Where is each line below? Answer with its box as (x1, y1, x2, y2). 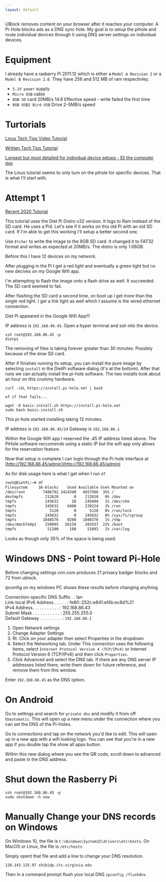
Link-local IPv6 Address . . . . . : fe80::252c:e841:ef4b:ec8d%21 (5, 599, 134, 605)
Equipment (5, 54, 51, 65)
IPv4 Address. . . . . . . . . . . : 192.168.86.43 (5, 605, 91, 610)
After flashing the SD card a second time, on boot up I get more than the (5, 293, 153, 299)
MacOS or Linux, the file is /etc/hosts (5, 843, 83, 849)
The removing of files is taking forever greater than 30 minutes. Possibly (5, 345, 153, 351)
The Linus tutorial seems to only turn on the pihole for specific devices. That (5, 170, 161, 176)
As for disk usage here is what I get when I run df (5, 471, 106, 477)
